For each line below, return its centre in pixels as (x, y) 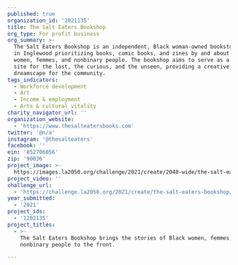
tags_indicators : (33, 80)
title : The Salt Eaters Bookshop (57, 27)
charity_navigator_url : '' (47, 113)
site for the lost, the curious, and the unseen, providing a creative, (123, 67)
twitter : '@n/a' (31, 132)
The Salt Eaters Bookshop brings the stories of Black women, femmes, (126, 238)
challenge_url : (30, 185)
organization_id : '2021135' (49, 21)
